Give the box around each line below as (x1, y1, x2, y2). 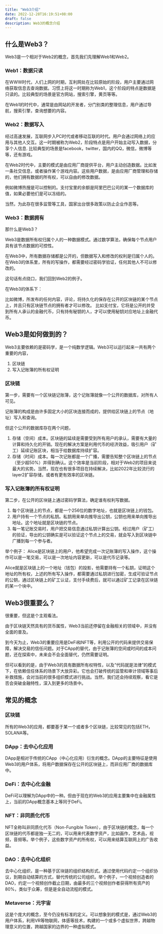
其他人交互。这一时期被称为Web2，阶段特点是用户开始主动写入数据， (13, 139, 153, 145)
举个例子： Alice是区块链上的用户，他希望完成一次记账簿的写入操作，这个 (5, 548, 152, 554)
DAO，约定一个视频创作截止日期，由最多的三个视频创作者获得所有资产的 (5, 880, 150, 886)
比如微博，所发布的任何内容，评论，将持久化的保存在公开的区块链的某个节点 (5, 296, 158, 302)
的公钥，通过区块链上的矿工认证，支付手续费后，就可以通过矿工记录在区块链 (5, 577, 158, 583)
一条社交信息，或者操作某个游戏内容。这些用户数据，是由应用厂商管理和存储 (5, 168, 158, 174)
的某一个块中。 (5, 583, 35, 589)
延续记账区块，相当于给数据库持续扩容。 (20, 448, 102, 453)
